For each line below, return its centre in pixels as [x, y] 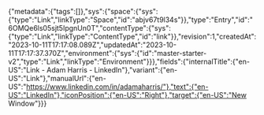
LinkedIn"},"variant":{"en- [136, 70]
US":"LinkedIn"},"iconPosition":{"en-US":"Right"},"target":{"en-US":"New [127, 95]
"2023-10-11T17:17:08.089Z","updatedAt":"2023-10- [93, 45]
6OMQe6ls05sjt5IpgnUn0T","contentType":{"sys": [89, 28]
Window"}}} [28, 103]
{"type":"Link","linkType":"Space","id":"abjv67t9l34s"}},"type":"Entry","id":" [131, 20]
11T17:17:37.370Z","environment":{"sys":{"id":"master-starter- [108, 53]
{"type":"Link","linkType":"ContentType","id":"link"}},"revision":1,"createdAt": [132, 36]
